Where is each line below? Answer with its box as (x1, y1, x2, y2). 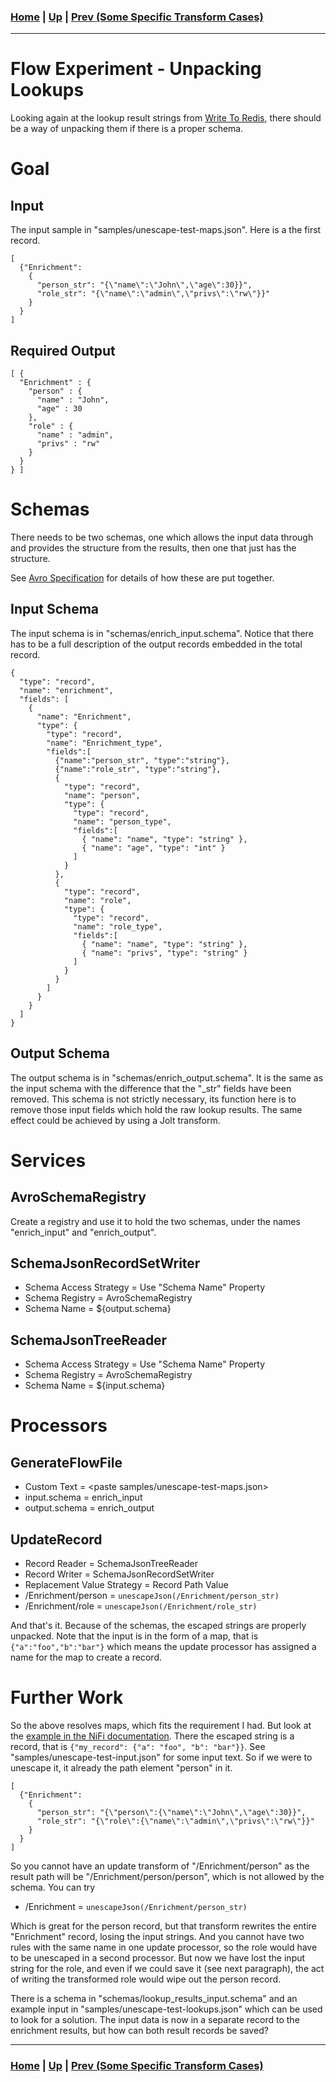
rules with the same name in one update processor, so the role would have (10, 1941, 318, 1953)
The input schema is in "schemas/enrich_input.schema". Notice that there (10, 627, 314, 639)
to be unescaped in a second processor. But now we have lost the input (10, 1951, 306, 1964)
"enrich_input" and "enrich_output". (10, 1226, 157, 1238)
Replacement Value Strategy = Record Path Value (24, 1579, 229, 1591)
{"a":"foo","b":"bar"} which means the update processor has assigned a (10, 1641, 317, 1653)
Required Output (10, 342, 116, 359)
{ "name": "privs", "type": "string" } (81, 948, 248, 958)
